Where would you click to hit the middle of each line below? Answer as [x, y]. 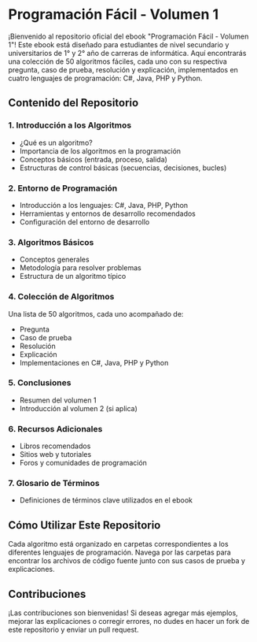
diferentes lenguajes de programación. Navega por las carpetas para [120, 552]
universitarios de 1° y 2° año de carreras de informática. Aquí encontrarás [127, 53]
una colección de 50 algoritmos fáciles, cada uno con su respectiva [118, 61]
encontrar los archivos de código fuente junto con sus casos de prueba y [127, 561]
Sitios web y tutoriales [55, 455]
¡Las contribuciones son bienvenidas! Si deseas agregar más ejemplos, [123, 613]
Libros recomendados [55, 446]
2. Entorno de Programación [63, 188]
